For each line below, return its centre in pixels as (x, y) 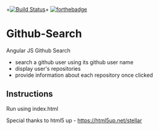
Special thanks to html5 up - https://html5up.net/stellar (74, 120)
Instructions (30, 94)
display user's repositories (48, 68)
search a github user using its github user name (74, 62)
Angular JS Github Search (39, 50)
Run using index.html (32, 108)
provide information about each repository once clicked (84, 75)
